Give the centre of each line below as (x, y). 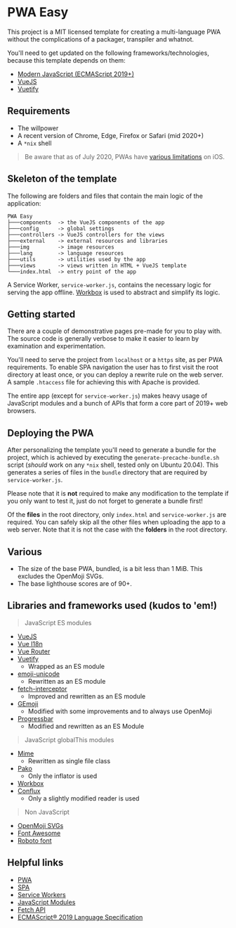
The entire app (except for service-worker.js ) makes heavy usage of (107, 396)
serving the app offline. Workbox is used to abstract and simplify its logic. (114, 292)
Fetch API (31, 910)
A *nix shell (34, 143)
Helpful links (35, 863)
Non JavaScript (47, 812)
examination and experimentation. (57, 346)
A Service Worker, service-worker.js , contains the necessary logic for (109, 284)
